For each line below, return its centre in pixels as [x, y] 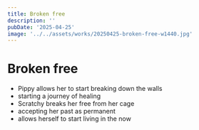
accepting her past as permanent [67, 112]
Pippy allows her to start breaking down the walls [90, 89]
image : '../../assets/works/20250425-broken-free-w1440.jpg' [100, 34]
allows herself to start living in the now [75, 119]
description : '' [31, 21]
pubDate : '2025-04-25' [41, 27]
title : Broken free [36, 14]
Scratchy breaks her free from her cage [76, 104]
